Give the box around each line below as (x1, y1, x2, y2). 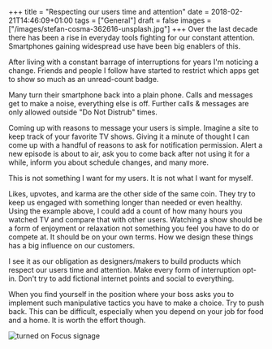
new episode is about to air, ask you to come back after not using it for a (8, 149, 250, 158)
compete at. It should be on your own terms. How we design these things (8, 232, 253, 242)
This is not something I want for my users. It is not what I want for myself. (8, 174, 253, 183)
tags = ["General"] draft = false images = (74, 15, 212, 25)
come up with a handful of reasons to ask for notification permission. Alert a (8, 140, 263, 149)
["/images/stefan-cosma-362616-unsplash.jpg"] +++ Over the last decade (8, 24, 258, 33)
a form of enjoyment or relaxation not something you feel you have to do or (8, 223, 260, 233)
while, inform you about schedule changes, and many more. (8, 157, 209, 167)
